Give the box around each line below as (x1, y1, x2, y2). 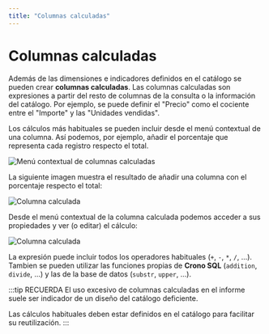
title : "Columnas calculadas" (8, 11, 111, 20)
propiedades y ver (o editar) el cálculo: (8, 220, 138, 230)
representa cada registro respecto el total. (8, 141, 149, 150)
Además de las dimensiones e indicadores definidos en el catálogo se (8, 74, 241, 83)
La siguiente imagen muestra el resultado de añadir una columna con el (8, 171, 247, 182)
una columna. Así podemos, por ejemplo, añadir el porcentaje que (8, 132, 228, 142)
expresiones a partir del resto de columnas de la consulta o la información (8, 91, 256, 100)
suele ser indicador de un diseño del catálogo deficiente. (8, 293, 199, 303)
